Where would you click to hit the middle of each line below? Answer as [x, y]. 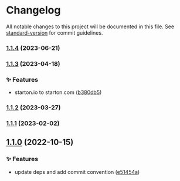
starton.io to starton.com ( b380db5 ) [58, 92]
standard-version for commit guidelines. [55, 32]
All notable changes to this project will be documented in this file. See [90, 26]
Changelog [33, 10]
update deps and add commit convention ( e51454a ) [77, 172]
